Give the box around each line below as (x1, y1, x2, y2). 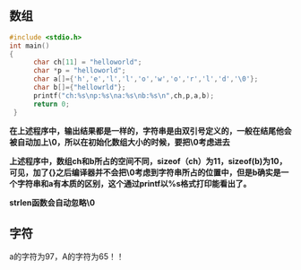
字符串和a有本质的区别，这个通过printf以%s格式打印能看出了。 (16, 178, 252, 188)
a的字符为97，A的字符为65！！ (9, 251, 125, 262)
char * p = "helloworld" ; (32, 66, 126, 75)
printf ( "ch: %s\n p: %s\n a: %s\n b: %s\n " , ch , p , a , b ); (32, 91, 215, 100)
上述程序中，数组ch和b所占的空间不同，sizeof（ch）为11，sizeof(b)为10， (9, 155, 288, 166)
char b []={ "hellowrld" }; (32, 83, 126, 92)
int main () (9, 41, 50, 50)
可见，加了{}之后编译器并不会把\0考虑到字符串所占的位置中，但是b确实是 (9, 167, 281, 178)
